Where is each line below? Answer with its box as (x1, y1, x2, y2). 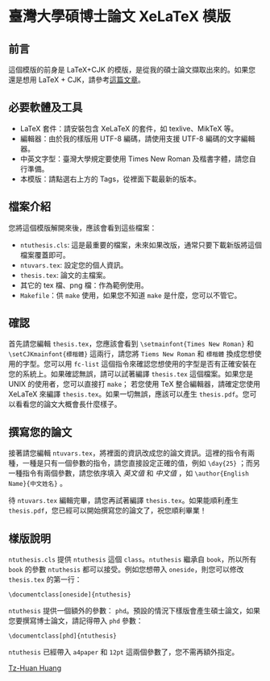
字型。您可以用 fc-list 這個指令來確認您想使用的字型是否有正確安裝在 (22, 359, 256, 369)
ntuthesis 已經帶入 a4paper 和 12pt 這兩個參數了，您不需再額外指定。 (8, 647, 239, 657)
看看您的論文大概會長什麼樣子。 (15, 400, 122, 409)
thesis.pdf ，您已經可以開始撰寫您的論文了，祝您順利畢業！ (8, 505, 207, 516)
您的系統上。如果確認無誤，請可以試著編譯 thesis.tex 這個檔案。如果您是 (8, 369, 254, 379)
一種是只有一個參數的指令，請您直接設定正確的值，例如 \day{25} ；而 (22, 459, 254, 468)
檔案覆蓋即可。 (19, 250, 70, 260)
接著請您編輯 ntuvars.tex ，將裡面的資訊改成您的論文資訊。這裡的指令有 (8, 448, 248, 458)
